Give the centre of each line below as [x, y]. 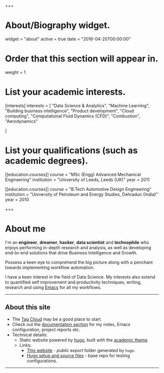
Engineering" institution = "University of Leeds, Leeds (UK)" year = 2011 [77, 180]
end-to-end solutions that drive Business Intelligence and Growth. [71, 253]
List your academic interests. [65, 92]
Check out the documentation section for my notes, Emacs [71, 324]
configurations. [42, 361]
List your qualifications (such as [72, 150]
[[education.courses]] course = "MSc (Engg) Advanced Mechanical [73, 174]
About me [25, 229]
